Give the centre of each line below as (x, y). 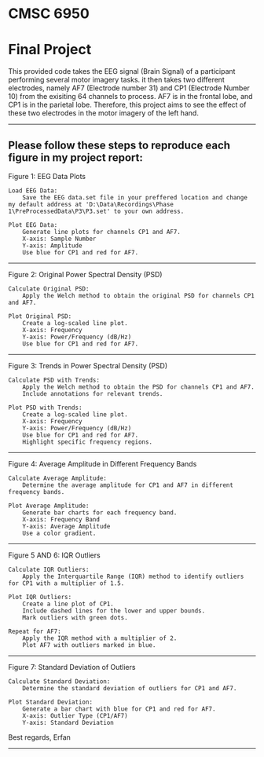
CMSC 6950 (49, 14)
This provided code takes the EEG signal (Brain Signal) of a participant (122, 71)
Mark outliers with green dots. (75, 617)
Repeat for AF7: (35, 631)
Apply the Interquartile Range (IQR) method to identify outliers (133, 576)
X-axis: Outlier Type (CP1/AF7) (75, 715)
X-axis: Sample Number (59, 239)
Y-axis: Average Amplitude (66, 526)
